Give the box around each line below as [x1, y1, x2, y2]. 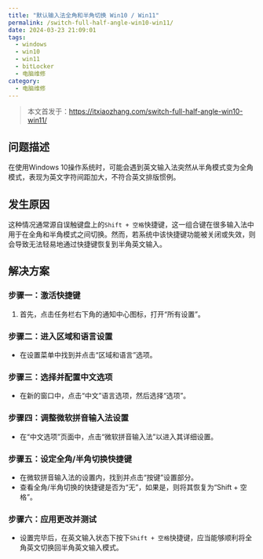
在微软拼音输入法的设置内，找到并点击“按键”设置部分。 [19, 472, 199, 482]
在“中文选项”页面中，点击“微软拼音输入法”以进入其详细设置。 [19, 432, 218, 441]
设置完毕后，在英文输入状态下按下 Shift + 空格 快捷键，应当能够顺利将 [19, 533, 246, 543]
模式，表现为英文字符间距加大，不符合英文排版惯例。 [8, 172, 181, 182]
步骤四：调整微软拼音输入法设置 [8, 412, 130, 423]
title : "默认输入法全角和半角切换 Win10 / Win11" [8, 11, 159, 20]
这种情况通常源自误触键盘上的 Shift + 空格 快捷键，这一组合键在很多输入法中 [8, 220, 255, 229]
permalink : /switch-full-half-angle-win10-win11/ [8, 19, 174, 27]
